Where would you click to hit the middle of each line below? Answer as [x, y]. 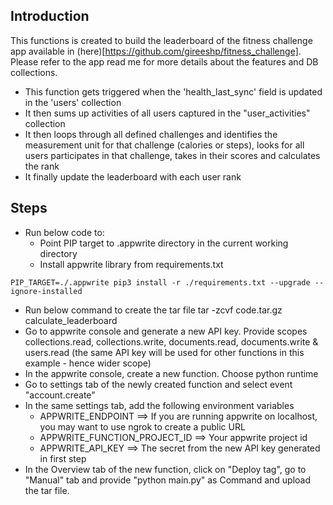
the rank [42, 166]
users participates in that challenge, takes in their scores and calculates [172, 155]
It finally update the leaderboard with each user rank [133, 176]
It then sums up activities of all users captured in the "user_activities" [167, 113]
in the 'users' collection [73, 102]
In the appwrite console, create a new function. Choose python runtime [171, 373]
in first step [63, 458]
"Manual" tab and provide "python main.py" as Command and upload [168, 480]
